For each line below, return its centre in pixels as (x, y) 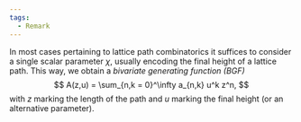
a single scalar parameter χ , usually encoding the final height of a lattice (143, 61)
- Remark (34, 26)
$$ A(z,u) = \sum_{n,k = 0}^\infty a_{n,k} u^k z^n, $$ (151, 84)
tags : (19, 17)
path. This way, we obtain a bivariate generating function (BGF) (127, 70)
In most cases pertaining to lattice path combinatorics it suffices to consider (150, 51)
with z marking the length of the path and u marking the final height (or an (146, 99)
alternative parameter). (52, 108)
